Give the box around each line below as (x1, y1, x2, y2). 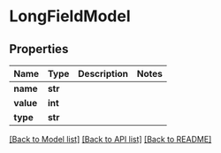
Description (78, 68, 128, 80)
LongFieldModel (9, 6, 131, 27)
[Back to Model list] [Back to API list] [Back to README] (9, 134, 212, 144)
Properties (9, 42, 69, 57)
